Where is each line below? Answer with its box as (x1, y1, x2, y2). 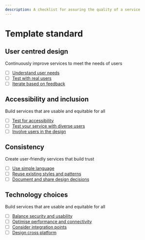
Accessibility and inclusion (5, 95, 89, 104)
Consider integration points (12, 224, 67, 230)
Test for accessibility (12, 117, 54, 123)
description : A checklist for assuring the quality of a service (5, 7, 140, 12)
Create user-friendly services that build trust (5, 156, 94, 162)
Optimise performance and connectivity (12, 219, 92, 224)
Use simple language (12, 165, 54, 171)
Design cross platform (12, 229, 57, 235)
